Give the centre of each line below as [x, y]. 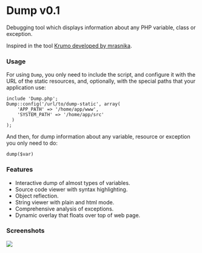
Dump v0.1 [33, 11]
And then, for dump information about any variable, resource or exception [99, 137]
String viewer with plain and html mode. [65, 202]
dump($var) [20, 154]
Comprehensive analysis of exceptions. [64, 209]
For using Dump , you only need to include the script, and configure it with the [101, 75]
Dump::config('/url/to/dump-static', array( [63, 104]
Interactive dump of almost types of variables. [72, 182]
